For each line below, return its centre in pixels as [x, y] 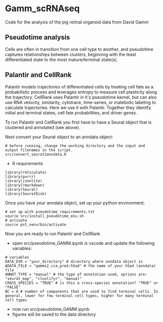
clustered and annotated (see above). [43, 127]
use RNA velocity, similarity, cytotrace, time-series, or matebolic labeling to [81, 102]
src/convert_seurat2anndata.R [36, 154]
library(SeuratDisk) [26, 193]
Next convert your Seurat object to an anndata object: [59, 137]
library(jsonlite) [24, 181]
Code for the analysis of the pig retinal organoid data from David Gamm [77, 22]
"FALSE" [13, 287]
